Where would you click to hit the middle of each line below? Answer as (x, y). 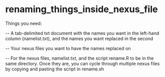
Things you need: (24, 23)
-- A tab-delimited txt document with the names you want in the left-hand (82, 33)
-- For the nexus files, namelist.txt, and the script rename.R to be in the (80, 58)
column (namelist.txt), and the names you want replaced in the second (79, 38)
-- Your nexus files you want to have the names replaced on (68, 48)
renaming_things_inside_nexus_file (81, 9)
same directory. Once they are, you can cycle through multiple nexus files (82, 63)
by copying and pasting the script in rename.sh (55, 69)
